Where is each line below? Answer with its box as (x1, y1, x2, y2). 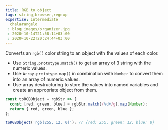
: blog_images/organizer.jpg (7, 27, 70, 32)
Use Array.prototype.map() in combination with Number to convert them (12, 70, 163, 76)
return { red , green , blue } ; (10, 106, 74, 111)
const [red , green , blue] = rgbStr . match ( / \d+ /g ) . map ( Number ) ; (10, 101, 148, 107)
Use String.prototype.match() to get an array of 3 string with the (12, 60, 151, 66)
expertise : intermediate (5, 17, 58, 22)
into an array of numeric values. (12, 76, 80, 82)
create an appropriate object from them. (12, 87, 97, 93)
